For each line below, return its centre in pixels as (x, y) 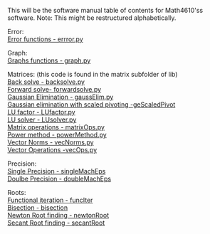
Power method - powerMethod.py (57, 135)
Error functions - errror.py (45, 39)
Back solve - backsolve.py (46, 82)
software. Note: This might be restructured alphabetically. (92, 18)
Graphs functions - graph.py (49, 60)
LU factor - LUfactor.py (42, 112)
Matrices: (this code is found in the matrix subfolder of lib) (93, 74)
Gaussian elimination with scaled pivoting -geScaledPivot (91, 105)
